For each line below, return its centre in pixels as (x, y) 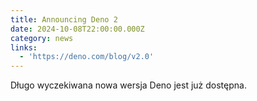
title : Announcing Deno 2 (64, 19)
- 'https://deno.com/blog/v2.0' (87, 57)
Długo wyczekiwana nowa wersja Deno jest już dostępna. (128, 85)
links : (24, 47)
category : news (42, 38)
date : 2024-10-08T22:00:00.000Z (77, 29)
